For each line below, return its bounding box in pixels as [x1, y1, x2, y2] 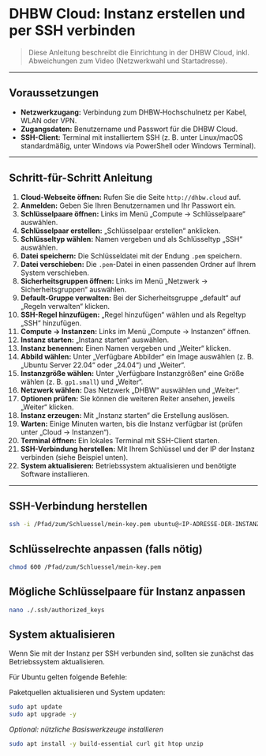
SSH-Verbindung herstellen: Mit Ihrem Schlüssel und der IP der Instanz [20, 444, 256, 453]
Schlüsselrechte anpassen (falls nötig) [9, 542, 204, 555]
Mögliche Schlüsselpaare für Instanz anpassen [9, 585, 245, 599]
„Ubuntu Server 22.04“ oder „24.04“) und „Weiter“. [20, 360, 186, 370]
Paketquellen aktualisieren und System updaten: [9, 688, 166, 698]
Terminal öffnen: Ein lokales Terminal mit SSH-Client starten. [20, 435, 220, 445]
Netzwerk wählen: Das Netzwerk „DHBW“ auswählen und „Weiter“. [20, 385, 240, 395]
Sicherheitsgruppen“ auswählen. [20, 284, 127, 294]
